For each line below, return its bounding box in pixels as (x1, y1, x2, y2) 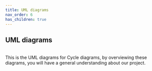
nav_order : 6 (5, 12, 33, 17)
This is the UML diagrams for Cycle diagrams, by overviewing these (5, 54, 147, 61)
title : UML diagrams (5, 7, 49, 13)
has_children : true (5, 17, 47, 22)
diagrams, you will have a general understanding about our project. (5, 60, 146, 66)
